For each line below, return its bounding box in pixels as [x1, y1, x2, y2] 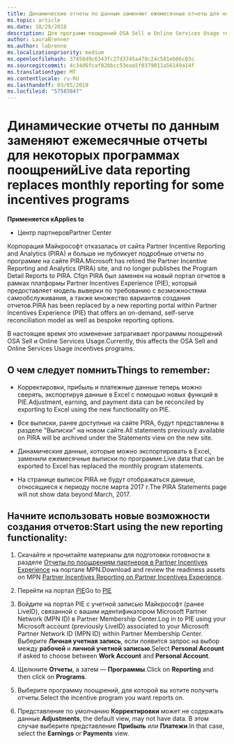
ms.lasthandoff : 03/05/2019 [7, 82, 89, 88]
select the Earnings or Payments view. [17, 729, 130, 737]
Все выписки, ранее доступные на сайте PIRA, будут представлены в [17, 419, 224, 427]
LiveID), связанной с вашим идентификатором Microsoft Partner [17, 607, 208, 615]
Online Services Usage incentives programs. [7, 344, 135, 352]
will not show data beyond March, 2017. [17, 490, 131, 498]
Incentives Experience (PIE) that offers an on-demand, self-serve [7, 309, 194, 317]
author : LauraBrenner [7, 36, 70, 43]
